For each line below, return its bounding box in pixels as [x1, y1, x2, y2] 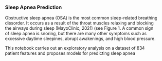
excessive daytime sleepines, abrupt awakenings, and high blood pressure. [5, 36, 156, 41]
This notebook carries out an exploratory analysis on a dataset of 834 [5, 45, 145, 51]
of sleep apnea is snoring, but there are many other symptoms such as [5, 31, 147, 37]
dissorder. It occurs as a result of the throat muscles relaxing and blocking [5, 20, 154, 26]
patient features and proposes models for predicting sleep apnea [5, 50, 135, 56]
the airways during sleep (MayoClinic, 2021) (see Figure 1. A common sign [5, 25, 154, 31]
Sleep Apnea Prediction [5, 4, 62, 11]
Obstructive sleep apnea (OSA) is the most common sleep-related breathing [5, 15, 158, 21]
